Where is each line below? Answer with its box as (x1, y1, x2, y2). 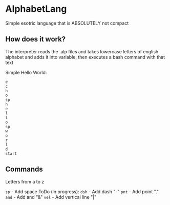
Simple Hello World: (5, 69, 47, 75)
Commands (5, 165, 44, 174)
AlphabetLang (5, 3, 67, 15)
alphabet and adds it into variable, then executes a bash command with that (5, 54, 165, 60)
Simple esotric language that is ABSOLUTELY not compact (5, 20, 129, 26)
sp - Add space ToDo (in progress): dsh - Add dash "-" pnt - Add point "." (5, 188, 159, 195)
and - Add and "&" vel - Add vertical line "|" (5, 194, 97, 200)
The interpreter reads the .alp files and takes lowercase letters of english (5, 48, 159, 54)
